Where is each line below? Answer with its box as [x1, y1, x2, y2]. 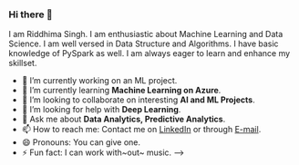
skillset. [8, 58, 37, 69]
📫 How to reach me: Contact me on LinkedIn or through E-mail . [21, 124, 262, 135]
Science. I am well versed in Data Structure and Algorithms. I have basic [8, 38, 279, 49]
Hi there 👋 [8, 8, 54, 21]
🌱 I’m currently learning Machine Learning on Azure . [21, 85, 222, 96]
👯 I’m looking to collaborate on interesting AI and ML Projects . [21, 94, 256, 105]
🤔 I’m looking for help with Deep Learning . [21, 104, 181, 115]
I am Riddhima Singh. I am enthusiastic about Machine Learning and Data [8, 29, 284, 40]
